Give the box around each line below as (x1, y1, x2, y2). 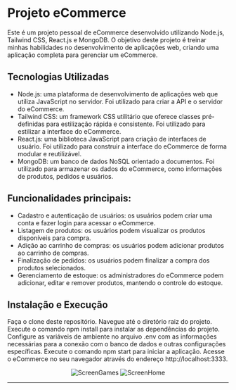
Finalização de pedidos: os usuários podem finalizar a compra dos (17, 256, 210, 265)
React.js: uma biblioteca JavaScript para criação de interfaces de (17, 134, 206, 143)
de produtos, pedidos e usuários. (17, 172, 114, 180)
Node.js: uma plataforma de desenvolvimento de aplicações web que (17, 89, 218, 98)
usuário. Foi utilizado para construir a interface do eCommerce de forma (17, 142, 227, 151)
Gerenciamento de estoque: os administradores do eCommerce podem (17, 271, 224, 279)
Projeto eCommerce (7, 5, 126, 21)
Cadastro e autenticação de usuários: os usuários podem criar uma (17, 211, 213, 220)
